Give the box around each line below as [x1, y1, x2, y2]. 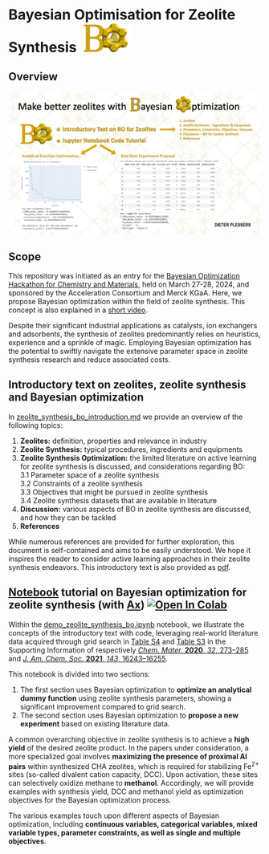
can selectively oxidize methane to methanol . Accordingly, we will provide [8, 779, 255, 788]
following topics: [8, 420, 63, 430]
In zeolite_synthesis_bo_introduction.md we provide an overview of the [8, 412, 243, 421]
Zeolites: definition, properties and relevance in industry [19, 436, 207, 445]
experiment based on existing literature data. [19, 718, 170, 728]
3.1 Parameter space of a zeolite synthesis [19, 470, 160, 479]
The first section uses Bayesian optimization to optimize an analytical [19, 685, 252, 694]
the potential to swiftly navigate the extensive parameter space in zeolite [8, 347, 248, 356]
